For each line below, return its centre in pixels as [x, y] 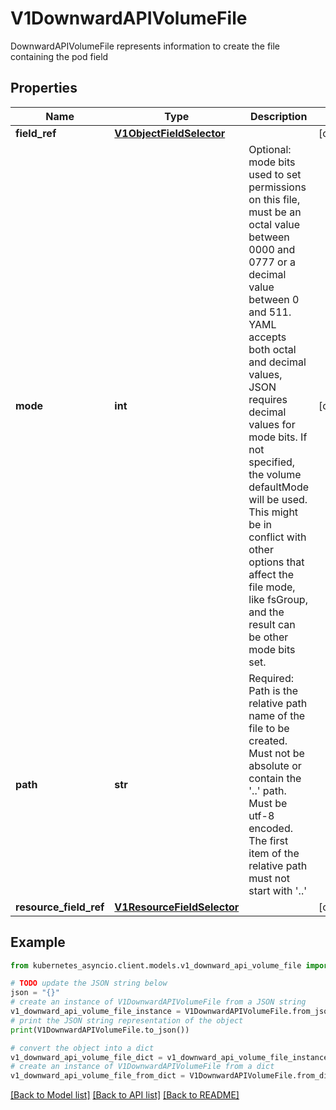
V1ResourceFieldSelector [177, 907]
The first [268, 840]
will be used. [278, 499]
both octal [272, 349]
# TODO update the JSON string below [89, 983]
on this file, [274, 199]
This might [273, 512]
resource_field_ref [60, 907]
